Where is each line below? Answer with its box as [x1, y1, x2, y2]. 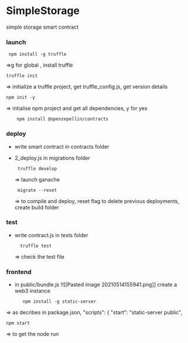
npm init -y [6, 95, 35, 101]
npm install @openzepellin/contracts [16, 116, 109, 122]
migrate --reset [17, 187, 57, 193]
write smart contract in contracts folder [14, 143, 110, 150]
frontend [6, 267, 32, 276]
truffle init [6, 73, 38, 79]
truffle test [20, 243, 52, 249]
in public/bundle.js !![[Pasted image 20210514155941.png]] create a [14, 281, 177, 288]
